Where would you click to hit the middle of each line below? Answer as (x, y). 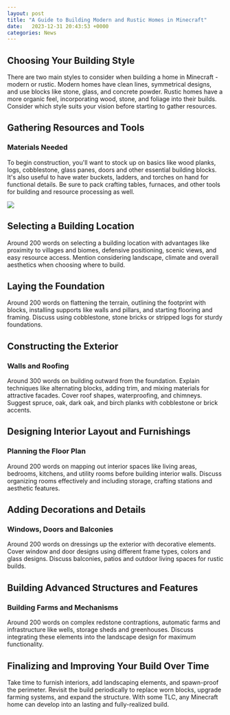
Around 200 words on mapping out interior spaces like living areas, (102, 466)
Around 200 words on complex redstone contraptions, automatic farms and (114, 622)
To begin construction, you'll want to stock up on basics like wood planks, (112, 162)
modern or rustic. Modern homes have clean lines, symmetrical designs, (109, 85)
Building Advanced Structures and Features (103, 587)
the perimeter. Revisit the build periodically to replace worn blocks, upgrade (114, 690)
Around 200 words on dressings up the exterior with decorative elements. (112, 544)
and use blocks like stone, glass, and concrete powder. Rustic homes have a (115, 92)
